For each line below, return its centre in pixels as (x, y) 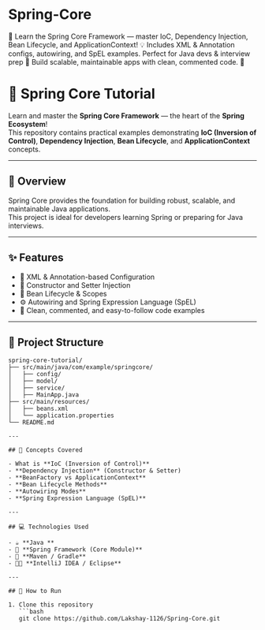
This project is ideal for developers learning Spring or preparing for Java (125, 217)
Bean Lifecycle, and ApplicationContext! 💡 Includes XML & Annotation (121, 44)
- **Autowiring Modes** (47, 492)
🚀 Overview (37, 182)
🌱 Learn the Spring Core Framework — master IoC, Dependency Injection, (128, 36)
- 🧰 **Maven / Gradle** (47, 557)
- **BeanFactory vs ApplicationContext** (77, 478)
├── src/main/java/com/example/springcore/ (81, 367)
